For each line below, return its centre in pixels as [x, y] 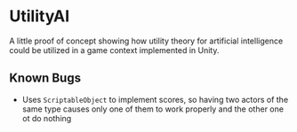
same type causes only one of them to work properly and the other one [153, 109]
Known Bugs [45, 78]
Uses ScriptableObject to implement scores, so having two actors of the [155, 99]
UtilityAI [40, 16]
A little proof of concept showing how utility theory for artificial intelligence [146, 41]
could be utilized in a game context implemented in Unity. [114, 50]
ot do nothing [47, 118]
